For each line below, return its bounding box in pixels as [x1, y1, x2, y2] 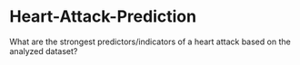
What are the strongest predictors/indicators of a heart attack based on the [9, 36, 291, 47]
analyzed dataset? [9, 45, 78, 56]
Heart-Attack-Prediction [9, 6, 197, 27]
